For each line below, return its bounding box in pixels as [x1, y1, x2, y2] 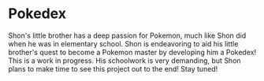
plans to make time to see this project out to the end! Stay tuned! [8, 64, 218, 73]
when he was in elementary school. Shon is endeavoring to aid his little [8, 39, 239, 48]
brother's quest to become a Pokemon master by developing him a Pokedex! [8, 47, 257, 57]
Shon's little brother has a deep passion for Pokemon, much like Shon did [8, 31, 247, 40]
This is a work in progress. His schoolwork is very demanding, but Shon [8, 56, 242, 65]
